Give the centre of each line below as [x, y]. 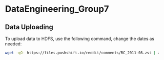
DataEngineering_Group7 [57, 9]
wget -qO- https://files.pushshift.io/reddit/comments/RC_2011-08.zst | [81, 53]
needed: [13, 44]
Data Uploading [29, 27]
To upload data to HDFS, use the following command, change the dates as [80, 39]
